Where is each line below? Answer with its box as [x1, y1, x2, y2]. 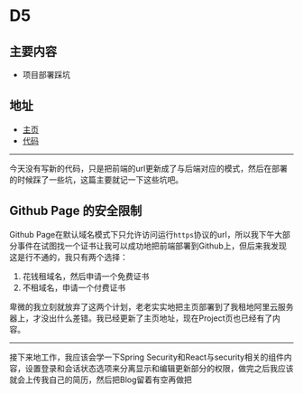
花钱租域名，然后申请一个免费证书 [22, 270, 150, 281]
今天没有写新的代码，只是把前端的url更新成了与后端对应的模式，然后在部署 [9, 163, 289, 174]
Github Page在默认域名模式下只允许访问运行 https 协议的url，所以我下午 [9, 229, 275, 239]
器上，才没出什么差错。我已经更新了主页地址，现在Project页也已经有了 [9, 313, 273, 324]
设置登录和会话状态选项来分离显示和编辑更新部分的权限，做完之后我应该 [24, 362, 294, 373]
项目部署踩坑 [22, 70, 70, 80]
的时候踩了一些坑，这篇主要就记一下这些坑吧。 [9, 174, 183, 185]
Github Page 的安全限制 [9, 203, 142, 219]
